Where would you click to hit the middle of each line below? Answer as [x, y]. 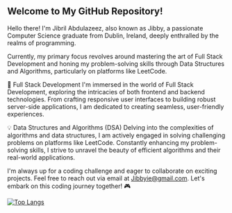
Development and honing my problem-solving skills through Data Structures [116, 63]
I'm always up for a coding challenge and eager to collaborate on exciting [112, 171]
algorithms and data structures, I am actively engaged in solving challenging [116, 135]
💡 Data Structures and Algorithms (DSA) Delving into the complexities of [110, 127]
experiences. [26, 114]
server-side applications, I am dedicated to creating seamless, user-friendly [116, 106]
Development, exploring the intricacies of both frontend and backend [106, 92]
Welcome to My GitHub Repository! [85, 11]
